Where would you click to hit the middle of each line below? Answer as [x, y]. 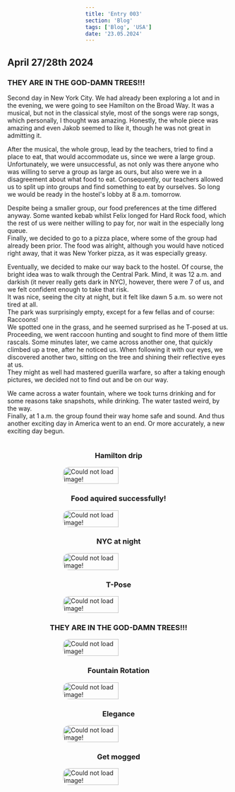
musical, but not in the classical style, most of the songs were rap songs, [113, 113]
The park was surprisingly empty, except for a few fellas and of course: [111, 311]
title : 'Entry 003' [114, 14]
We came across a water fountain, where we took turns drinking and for [112, 393]
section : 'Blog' [109, 21]
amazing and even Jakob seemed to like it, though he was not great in [109, 127]
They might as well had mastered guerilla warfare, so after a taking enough [116, 372]
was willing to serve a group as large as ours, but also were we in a [105, 171]
